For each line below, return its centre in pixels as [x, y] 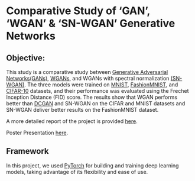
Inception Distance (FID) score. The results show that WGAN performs [92, 97]
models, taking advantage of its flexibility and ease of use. [77, 172]
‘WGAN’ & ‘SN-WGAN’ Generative [91, 23]
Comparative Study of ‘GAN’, [78, 11]
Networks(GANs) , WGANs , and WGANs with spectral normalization [88, 78]
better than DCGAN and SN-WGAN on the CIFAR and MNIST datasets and [96, 104]
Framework [27, 151]
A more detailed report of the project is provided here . [72, 121]
